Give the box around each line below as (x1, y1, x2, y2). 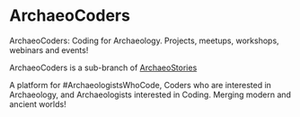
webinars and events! (9, 44, 89, 55)
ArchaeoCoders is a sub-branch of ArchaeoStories (9, 62, 198, 73)
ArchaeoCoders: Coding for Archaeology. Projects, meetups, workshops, (9, 35, 280, 46)
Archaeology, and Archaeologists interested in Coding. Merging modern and (9, 89, 292, 100)
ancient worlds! (9, 98, 66, 109)
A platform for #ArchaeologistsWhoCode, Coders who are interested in (9, 79, 272, 90)
